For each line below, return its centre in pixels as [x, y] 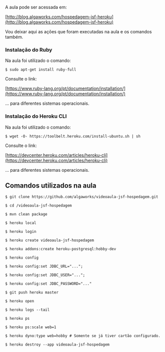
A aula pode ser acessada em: [36, 7]
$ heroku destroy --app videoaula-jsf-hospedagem [57, 345]
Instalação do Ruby [29, 50]
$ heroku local [21, 223]
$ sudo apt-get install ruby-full [41, 70]
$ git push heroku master [32, 292]
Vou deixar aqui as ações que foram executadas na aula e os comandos [79, 32]
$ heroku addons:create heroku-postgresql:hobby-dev [61, 249]
